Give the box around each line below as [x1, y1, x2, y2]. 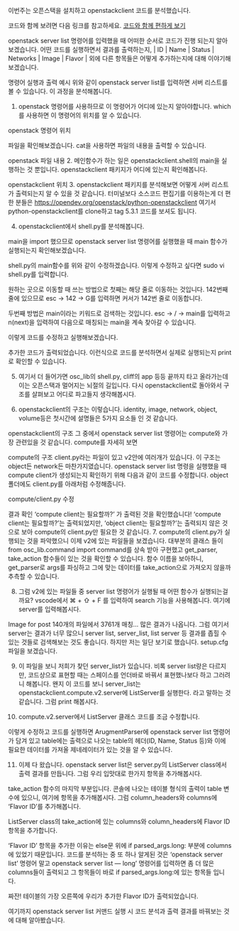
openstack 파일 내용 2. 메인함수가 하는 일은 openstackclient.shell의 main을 [8, 156, 221, 165]
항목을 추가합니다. [8, 827, 58, 834]
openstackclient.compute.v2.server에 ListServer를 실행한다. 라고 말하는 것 [18, 689, 231, 696]
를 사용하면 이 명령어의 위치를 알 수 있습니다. [18, 111, 142, 119]
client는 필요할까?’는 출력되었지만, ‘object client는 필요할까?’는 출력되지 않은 [8, 519, 221, 527]
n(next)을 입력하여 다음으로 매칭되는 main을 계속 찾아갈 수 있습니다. [8, 318, 196, 326]
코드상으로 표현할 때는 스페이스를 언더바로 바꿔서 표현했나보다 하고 [28, 671, 212, 679]
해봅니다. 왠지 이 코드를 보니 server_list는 [26, 679, 141, 688]
